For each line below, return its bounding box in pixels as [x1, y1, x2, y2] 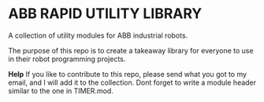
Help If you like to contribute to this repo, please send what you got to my [8, 69, 247, 78]
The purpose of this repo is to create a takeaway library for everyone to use [8, 46, 254, 55]
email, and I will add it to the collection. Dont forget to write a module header [8, 78, 257, 87]
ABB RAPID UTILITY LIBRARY [8, 5, 203, 23]
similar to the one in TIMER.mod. [8, 86, 114, 95]
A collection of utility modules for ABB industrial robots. [8, 31, 188, 40]
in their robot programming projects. [8, 54, 126, 64]
